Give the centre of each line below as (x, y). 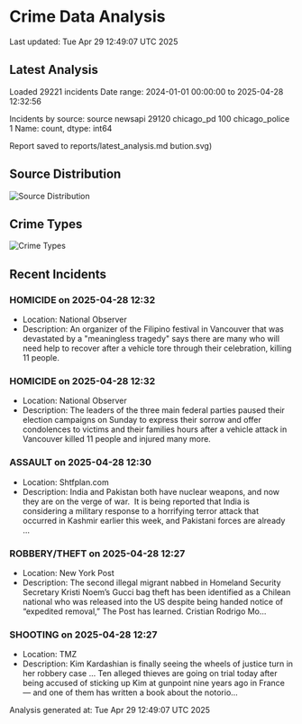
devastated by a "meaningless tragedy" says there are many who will (151, 339)
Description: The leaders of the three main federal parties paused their (154, 410)
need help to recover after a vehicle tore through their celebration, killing (157, 348)
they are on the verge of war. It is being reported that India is (136, 501)
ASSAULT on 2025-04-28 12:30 (80, 463)
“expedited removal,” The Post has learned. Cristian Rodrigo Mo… (144, 611)
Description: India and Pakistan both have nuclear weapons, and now (151, 491)
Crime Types (46, 224)
